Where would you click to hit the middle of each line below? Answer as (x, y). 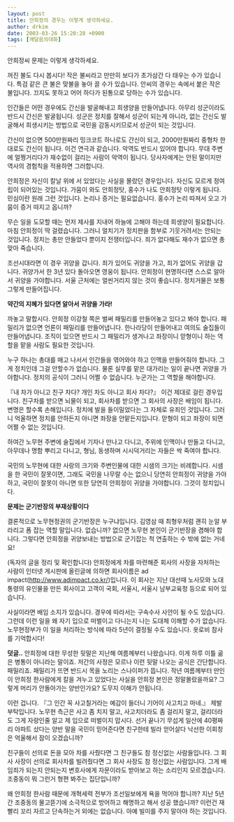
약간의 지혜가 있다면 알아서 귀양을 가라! (60, 304)
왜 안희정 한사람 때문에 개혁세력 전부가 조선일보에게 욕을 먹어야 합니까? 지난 (110, 794)
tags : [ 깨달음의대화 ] (34, 40)
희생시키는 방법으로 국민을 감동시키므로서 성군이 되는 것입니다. (110, 125)
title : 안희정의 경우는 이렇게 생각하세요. (60, 20)
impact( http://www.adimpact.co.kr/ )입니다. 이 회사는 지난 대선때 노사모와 (109, 580)
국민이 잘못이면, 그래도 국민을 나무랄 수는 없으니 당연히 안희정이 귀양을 (118, 474)
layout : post (26, 14)
